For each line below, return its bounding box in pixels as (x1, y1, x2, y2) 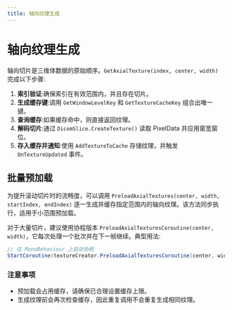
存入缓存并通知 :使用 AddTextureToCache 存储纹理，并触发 (17, 141, 178, 149)
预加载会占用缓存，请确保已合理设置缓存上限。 (17, 287, 151, 296)
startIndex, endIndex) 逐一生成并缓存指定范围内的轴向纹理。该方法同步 (7, 200, 213, 209)
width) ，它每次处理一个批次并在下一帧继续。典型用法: (7, 232, 161, 240)
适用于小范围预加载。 (19, 209, 80, 217)
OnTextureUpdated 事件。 (17, 150, 88, 158)
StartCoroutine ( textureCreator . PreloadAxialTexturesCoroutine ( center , (7, 253, 215, 260)
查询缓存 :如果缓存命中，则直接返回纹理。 (17, 115, 135, 124)
